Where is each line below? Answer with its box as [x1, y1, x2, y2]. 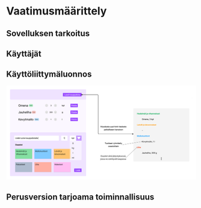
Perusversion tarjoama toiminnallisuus [6, 192, 155, 202]
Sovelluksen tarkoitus [6, 28, 90, 39]
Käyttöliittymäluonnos [6, 69, 92, 80]
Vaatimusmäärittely [6, 4, 107, 18]
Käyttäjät [6, 48, 42, 58]
